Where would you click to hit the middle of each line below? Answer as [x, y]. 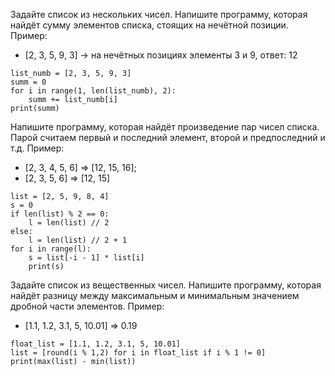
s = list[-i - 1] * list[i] [86, 258]
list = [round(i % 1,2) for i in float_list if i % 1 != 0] [138, 353]
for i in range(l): [51, 249]
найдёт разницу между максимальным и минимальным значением [155, 295]
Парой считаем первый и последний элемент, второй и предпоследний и [168, 137]
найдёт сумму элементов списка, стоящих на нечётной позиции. [149, 25]
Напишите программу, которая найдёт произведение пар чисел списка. [165, 127]
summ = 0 [28, 82]
